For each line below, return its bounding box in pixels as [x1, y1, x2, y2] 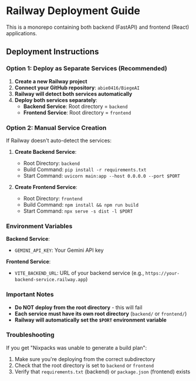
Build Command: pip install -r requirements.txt [23, 166, 147, 173]
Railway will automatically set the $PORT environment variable [14, 316, 167, 323]
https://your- [145, 271, 180, 277]
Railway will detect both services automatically [14, 90, 133, 97]
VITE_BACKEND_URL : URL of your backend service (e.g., [14, 269, 144, 277]
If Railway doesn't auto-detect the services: [6, 137, 111, 144]
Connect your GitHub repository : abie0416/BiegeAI [14, 84, 140, 91]
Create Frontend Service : [14, 183, 77, 190]
